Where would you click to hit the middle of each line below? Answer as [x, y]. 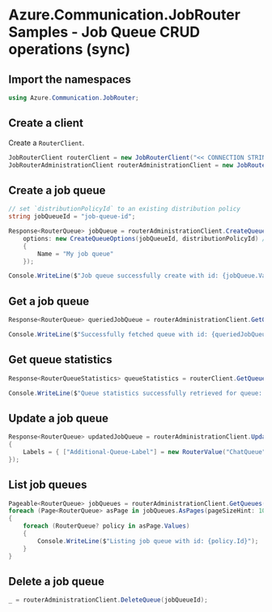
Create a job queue [57, 190]
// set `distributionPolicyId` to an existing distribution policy [125, 209]
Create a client [46, 123]
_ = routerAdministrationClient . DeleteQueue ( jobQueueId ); [108, 600]
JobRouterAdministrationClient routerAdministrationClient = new [121, 165]
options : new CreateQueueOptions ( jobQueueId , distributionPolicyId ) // [146, 238]
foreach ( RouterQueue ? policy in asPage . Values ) [106, 526]
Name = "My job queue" [76, 254]
